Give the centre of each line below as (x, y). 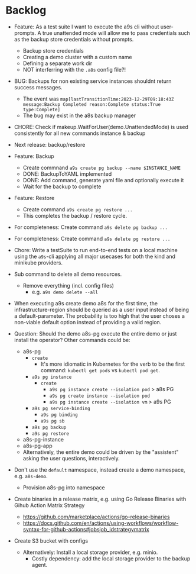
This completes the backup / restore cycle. (75, 215)
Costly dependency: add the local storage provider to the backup (111, 558)
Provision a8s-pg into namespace (64, 487)
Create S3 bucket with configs (51, 541)
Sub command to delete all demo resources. (68, 274)
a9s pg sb (53, 421)
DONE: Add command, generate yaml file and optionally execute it (103, 180)
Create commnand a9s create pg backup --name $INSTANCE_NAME (102, 167)
